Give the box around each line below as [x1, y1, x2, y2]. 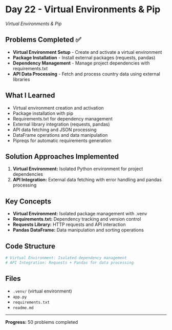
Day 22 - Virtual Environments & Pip [5, 4, 161, 15]
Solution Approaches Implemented [5, 152, 119, 161]
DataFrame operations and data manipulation [12, 132, 108, 138]
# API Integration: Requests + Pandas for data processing [5, 260, 134, 265]
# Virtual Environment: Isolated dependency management [5, 255, 127, 260]
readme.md [12, 305, 34, 311]
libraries [12, 76, 30, 82]
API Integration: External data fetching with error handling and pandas [12, 177, 162, 183]
